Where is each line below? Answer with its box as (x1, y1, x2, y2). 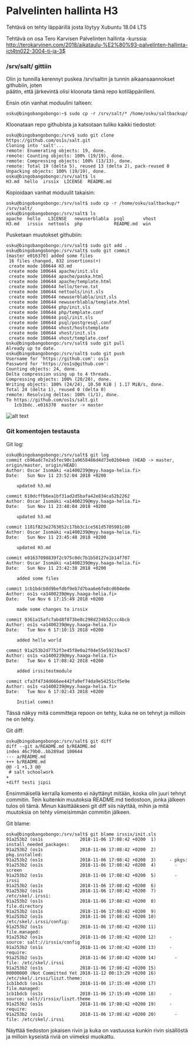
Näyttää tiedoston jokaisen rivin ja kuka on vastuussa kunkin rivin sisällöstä (6, 1027, 188, 1034)
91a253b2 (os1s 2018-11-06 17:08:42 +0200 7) (6, 888, 157, 894)
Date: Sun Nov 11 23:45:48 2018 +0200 (6, 534, 107, 540)
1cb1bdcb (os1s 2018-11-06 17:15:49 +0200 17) (6, 980, 157, 986)
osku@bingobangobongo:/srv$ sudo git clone (6, 132, 115, 139)
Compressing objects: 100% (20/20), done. (6, 376, 112, 383)
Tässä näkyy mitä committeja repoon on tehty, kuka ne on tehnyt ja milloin (6, 709, 186, 716)
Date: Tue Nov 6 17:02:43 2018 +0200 (6, 689, 104, 694)
